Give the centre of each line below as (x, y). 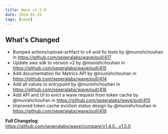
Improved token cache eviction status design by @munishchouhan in (85, 106)
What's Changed (32, 40)
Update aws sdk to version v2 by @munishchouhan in (69, 63)
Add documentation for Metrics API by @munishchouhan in (74, 73)
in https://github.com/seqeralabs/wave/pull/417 (62, 57)
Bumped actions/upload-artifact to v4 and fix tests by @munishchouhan (88, 52)
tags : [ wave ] (19, 19)
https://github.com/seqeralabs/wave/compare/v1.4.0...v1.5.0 (68, 126)
